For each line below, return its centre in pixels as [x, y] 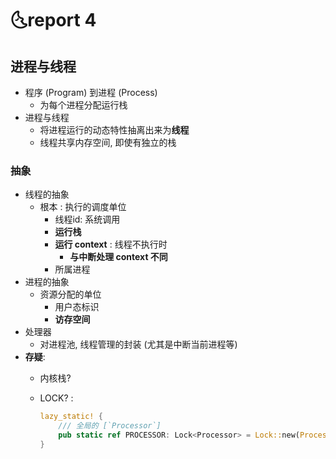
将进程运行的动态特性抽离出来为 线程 [114, 130]
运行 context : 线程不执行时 [111, 244]
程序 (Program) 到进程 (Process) [91, 92]
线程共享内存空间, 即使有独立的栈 [108, 142]
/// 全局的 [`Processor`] [110, 426]
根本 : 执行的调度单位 [83, 207]
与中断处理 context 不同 [118, 257]
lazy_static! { [71, 417]
